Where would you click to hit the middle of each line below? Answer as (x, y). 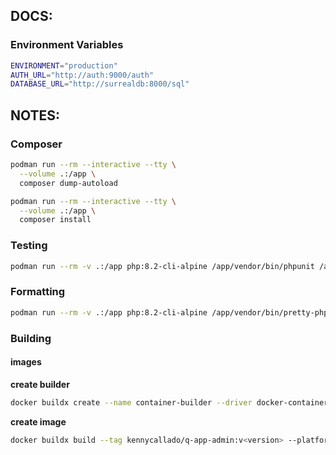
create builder (40, 384)
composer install (55, 220)
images (26, 362)
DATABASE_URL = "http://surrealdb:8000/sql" (100, 84)
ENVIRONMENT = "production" (64, 65)
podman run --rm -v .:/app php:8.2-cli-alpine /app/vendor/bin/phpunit (162, 266)
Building (31, 338)
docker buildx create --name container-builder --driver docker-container (169, 402)
